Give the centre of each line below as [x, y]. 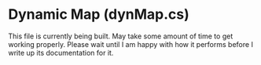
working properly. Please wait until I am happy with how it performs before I [131, 44]
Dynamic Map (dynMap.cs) [99, 14]
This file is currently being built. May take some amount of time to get [121, 36]
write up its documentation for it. [61, 52]
